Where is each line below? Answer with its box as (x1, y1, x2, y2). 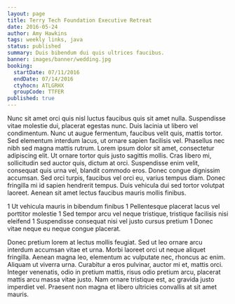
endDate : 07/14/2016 (13, 75, 74, 83)
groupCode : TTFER (13, 88, 65, 95)
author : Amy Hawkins (7, 29, 68, 37)
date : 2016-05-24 (7, 23, 58, 30)
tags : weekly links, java (7, 36, 83, 43)
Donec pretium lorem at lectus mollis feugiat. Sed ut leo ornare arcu (7, 238, 203, 246)
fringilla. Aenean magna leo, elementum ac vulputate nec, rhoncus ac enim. (7, 253, 226, 261)
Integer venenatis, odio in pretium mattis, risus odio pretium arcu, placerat (7, 268, 221, 276)
